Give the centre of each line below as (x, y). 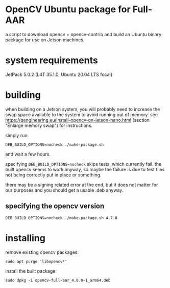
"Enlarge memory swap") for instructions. (49, 125)
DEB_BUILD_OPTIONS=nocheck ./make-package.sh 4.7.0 (61, 218)
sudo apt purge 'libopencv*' (36, 261)
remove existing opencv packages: (42, 252)
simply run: (17, 135)
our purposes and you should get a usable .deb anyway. (64, 190)
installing (26, 238)
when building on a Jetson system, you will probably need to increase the (83, 109)
